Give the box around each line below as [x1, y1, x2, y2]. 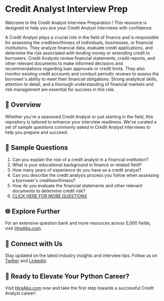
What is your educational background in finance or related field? [12, 162, 142, 168]
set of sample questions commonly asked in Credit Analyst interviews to [5, 124, 151, 130]
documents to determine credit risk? [12, 188, 86, 194]
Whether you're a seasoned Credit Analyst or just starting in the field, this [5, 114, 153, 120]
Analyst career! [5, 290, 36, 296]
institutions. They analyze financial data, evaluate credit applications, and [5, 45, 153, 50]
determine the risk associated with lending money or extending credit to [5, 50, 150, 56]
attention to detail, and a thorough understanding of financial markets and [5, 81, 154, 87]
